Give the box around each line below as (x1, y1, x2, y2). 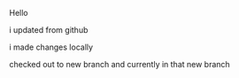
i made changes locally (9, 42, 94, 52)
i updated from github (9, 25, 89, 35)
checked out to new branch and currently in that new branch (9, 59, 230, 69)
